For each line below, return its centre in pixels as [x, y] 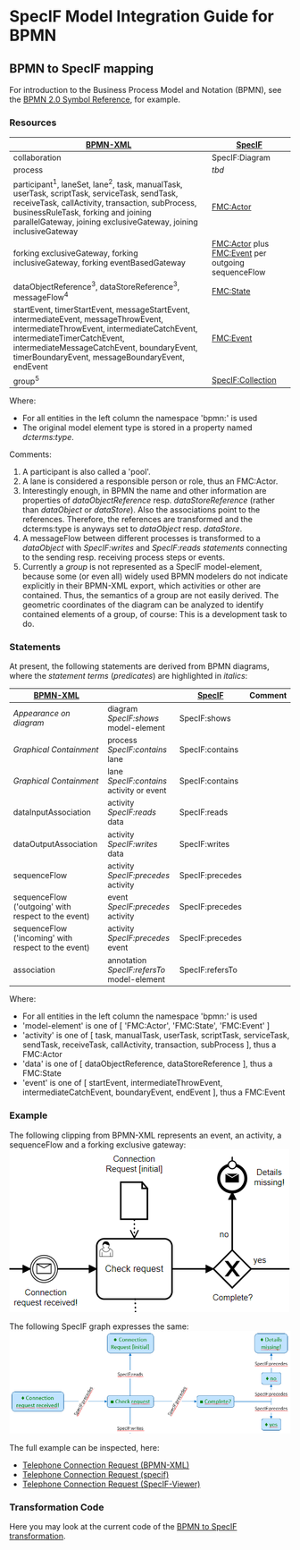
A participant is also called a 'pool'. [87, 471]
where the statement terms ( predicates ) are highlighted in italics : [129, 675]
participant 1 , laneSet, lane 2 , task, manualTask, [98, 183]
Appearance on [42, 714]
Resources [33, 123]
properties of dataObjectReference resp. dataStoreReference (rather [148, 500]
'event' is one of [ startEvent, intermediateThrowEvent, [122, 1083]
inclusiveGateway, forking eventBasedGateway [99, 263]
